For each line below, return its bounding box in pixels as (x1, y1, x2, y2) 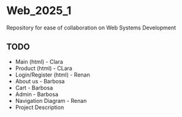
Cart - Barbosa (15, 84, 53, 91)
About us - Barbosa (15, 77, 65, 85)
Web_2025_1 (6, 4, 72, 18)
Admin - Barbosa (15, 90, 58, 98)
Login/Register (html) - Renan (15, 71, 90, 78)
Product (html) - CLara (15, 64, 72, 72)
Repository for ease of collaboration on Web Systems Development (6, 24, 176, 31)
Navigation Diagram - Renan (15, 97, 87, 104)
